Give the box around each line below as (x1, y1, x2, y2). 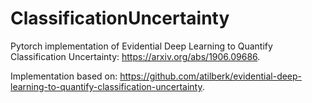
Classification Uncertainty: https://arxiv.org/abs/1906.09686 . (10, 50, 261, 62)
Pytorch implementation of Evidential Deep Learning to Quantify (10, 40, 273, 52)
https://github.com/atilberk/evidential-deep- (119, 70, 303, 82)
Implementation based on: (10, 70, 118, 82)
